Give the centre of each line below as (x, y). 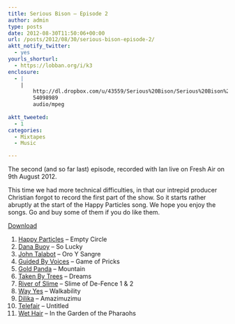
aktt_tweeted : (29, 117)
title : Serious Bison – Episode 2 (58, 14)
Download (23, 226)
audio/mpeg (49, 105)
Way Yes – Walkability (49, 291)
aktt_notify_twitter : (39, 46)
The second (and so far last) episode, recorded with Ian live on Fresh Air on (116, 169)
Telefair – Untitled (43, 306)
